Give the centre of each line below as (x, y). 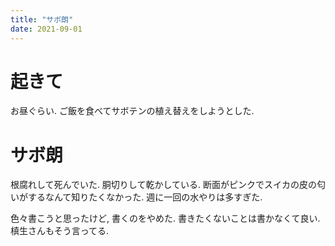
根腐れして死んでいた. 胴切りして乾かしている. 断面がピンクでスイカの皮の (163, 185)
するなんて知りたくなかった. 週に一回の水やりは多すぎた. (145, 197)
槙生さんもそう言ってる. (60, 231)
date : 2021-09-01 (46, 29)
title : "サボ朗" (42, 19)
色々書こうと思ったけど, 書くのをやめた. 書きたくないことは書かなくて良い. (165, 218)
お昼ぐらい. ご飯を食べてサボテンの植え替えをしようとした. (132, 111)
